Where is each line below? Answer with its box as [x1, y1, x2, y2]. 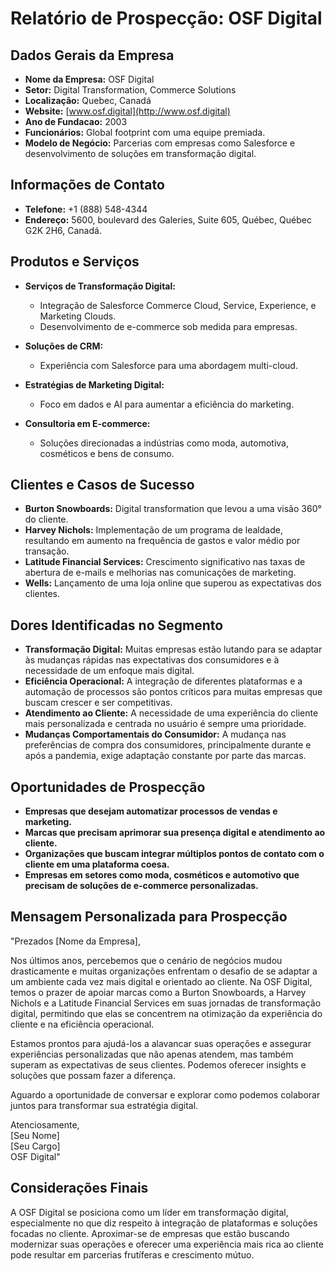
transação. [24, 545, 70, 557]
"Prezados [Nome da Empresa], [10, 935, 141, 947]
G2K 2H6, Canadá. [24, 224, 102, 236]
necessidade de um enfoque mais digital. [24, 665, 195, 677]
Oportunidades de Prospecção [10, 778, 206, 796]
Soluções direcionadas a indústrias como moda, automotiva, [39, 437, 289, 449]
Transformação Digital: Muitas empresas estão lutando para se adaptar [24, 643, 323, 656]
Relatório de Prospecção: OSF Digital [10, 7, 323, 30]
